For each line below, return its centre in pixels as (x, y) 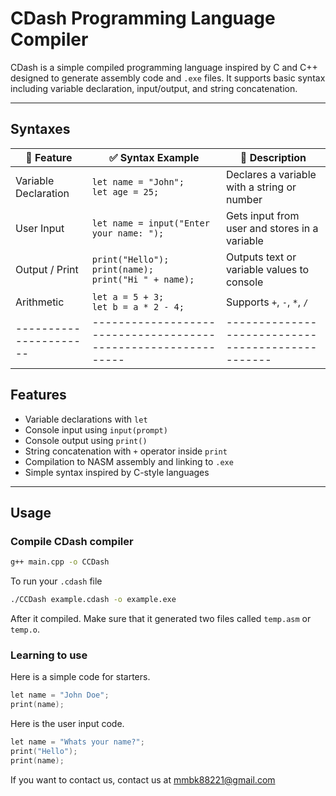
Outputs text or (261, 257)
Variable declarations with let (86, 419)
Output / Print (47, 269)
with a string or (261, 187)
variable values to (267, 269)
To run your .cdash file (56, 581)
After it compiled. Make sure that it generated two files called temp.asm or (161, 618)
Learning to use (49, 655)
